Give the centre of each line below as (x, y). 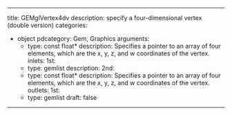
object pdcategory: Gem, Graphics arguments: (83, 38)
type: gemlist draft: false (62, 97)
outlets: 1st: (43, 90)
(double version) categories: (47, 25)
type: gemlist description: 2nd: (71, 68)
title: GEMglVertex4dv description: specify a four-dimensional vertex (105, 18)
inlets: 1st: (42, 61)
